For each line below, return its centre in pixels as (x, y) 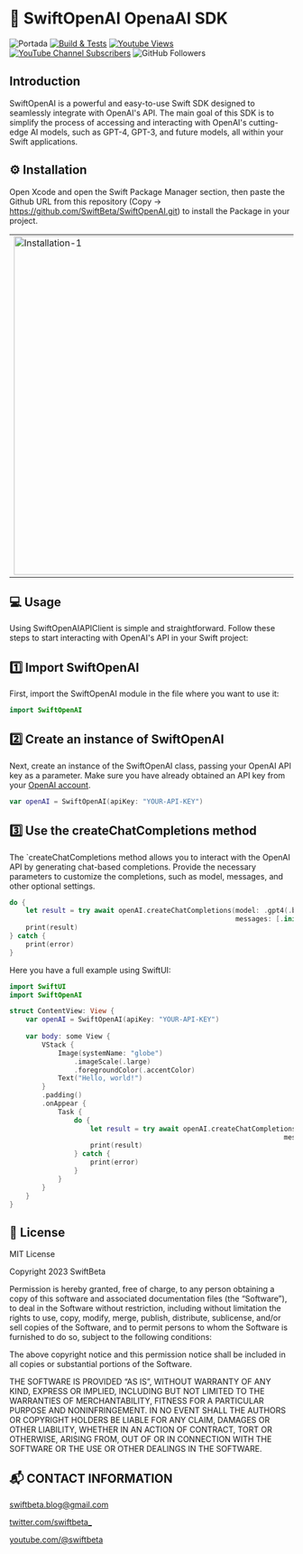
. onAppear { (64, 1104)
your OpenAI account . (50, 785)
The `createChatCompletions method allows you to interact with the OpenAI (150, 857)
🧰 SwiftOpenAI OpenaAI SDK (119, 19)
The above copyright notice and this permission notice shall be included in (147, 1354)
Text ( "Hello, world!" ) (100, 1078)
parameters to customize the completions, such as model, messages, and (147, 876)
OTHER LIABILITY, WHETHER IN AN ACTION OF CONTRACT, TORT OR (141, 1429)
